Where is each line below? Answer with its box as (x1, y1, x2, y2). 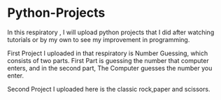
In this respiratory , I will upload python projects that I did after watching (7, 28, 215, 36)
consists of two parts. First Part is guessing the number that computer (7, 56, 209, 64)
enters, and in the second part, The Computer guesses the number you (7, 64, 213, 72)
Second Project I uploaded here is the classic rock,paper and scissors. (7, 85, 211, 93)
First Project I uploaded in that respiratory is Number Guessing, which (7, 49, 208, 57)
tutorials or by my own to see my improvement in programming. (7, 35, 190, 43)
